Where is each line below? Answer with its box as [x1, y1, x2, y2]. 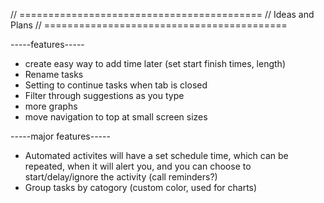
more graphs [24, 100, 78, 112]
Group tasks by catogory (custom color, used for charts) [24, 182, 258, 193]
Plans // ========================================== [10, 19, 288, 31]
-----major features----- [10, 130, 111, 142]
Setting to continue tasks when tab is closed [24, 79, 208, 91]
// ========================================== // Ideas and [10, 9, 315, 20]
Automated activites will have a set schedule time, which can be [24, 150, 289, 161]
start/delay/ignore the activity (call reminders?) [24, 171, 218, 183]
